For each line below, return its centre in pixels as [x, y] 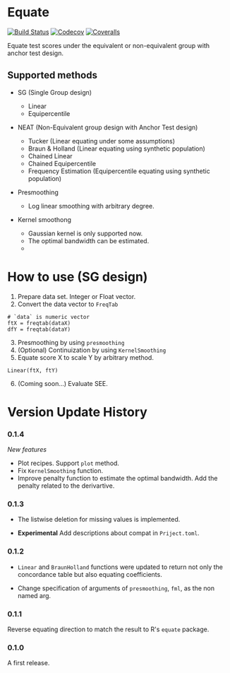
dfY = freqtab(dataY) [39, 329]
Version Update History [78, 412]
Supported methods [52, 75]
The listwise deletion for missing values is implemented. [99, 520]
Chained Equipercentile [62, 163]
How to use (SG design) [78, 277]
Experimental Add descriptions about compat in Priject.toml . [108, 533]
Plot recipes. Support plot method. [68, 463]
